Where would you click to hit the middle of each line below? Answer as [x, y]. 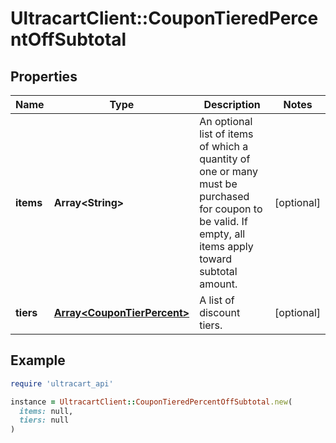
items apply [226, 246]
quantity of [225, 159]
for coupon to [231, 209]
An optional [226, 121]
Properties [44, 76]
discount [220, 312]
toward [216, 259]
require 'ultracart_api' [62, 383]
